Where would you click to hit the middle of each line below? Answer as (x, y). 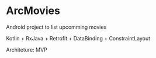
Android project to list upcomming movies (56, 27)
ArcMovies (33, 11)
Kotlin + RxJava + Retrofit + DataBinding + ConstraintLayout (78, 38)
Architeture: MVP (27, 50)
